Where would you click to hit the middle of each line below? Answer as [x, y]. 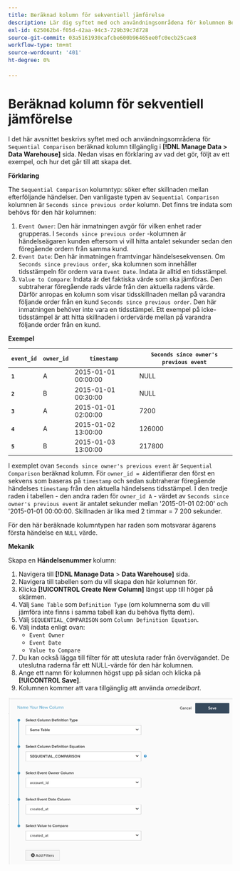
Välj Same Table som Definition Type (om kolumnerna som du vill [114, 604]
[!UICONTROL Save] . [49, 680]
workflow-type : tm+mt [40, 45]
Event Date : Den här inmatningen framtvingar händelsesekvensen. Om [122, 256]
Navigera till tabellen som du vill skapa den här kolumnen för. [108, 581]
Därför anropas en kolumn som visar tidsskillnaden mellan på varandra [122, 294]
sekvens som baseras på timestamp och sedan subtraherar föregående [112, 480]
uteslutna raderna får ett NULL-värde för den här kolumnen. [106, 665]
